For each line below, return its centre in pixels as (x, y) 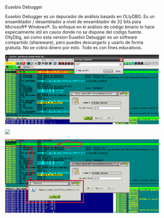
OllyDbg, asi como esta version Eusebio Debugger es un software (71, 37)
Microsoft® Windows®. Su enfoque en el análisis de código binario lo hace (80, 27)
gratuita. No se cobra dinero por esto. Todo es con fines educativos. (74, 48)
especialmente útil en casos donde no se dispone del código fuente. (74, 32)
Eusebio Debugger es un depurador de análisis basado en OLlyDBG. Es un (80, 16)
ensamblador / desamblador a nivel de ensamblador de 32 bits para (73, 22)
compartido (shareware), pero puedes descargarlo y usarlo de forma (74, 42)
